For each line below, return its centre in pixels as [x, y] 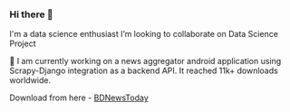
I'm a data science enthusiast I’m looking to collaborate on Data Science [144, 34]
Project [23, 43]
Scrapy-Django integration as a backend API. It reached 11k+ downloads [144, 70]
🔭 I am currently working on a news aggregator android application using [145, 61]
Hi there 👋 [32, 14]
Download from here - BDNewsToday [79, 98]
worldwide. [30, 80]
